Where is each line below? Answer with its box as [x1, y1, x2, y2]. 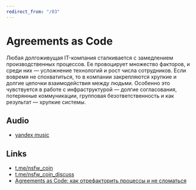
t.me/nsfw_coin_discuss [14, 171, 75, 178]
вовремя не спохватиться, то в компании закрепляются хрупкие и [6, 73, 177, 80]
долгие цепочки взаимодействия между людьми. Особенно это [6, 79, 170, 86]
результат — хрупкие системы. [6, 98, 86, 105]
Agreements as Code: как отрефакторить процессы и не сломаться [14, 177, 187, 185]
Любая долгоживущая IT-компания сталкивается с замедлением [6, 54, 173, 61]
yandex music [14, 132, 50, 139]
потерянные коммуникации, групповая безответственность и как [6, 92, 174, 99]
